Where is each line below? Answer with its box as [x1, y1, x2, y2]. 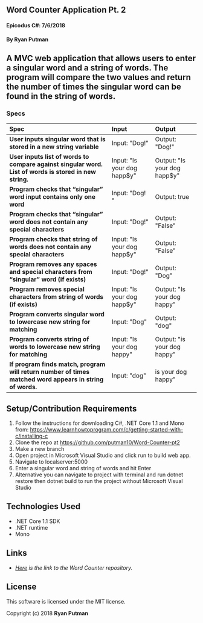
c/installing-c [14, 433, 48, 440]
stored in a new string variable [9, 142, 99, 151]
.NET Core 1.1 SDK [14, 518, 60, 525]
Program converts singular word [9, 310, 105, 319]
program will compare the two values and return [6, 72, 192, 82]
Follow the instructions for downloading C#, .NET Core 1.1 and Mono [14, 419, 184, 427]
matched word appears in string [9, 375, 104, 384]
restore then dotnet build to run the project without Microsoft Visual [14, 478, 183, 485]
